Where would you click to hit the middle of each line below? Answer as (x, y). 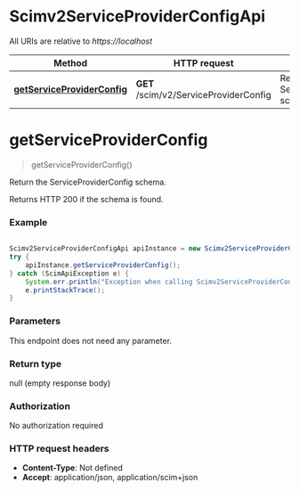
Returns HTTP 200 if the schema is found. (86, 199)
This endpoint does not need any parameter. (90, 340)
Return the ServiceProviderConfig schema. (88, 182)
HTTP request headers (59, 449)
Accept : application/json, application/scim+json (110, 478)
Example (28, 222)
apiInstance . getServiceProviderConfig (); (103, 265)
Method (70, 62)
